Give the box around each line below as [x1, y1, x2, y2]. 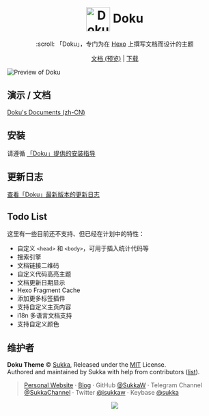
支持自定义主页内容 [16, 303, 72, 311]
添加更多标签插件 [16, 294, 66, 302]
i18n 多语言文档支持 [16, 311, 72, 320]
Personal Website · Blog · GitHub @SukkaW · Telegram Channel [23, 381, 203, 389]
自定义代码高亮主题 [16, 270, 72, 278]
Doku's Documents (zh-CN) [7, 108, 85, 116]
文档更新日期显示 [16, 278, 66, 287]
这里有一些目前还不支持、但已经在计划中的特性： [7, 230, 145, 238]
